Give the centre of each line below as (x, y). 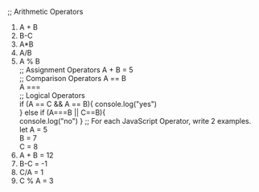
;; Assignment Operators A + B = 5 (76, 70)
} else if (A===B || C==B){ (62, 112)
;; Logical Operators (52, 95)
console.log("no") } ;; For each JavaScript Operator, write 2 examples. (135, 121)
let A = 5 (33, 129)
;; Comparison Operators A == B (72, 78)
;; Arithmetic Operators (45, 12)
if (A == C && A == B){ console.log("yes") (88, 104)
